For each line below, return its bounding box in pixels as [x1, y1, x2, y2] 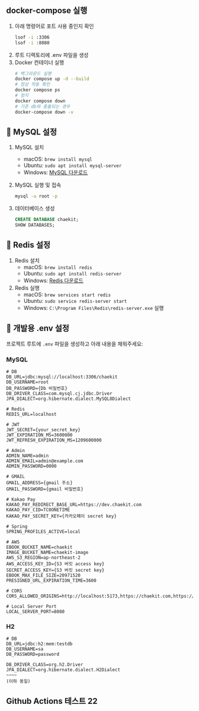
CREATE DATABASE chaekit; [14, 217, 79, 223]
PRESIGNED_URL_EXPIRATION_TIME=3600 [6, 577, 97, 584]
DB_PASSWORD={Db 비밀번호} [6, 385, 68, 391]
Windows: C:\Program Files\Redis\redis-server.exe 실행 [23, 304, 164, 311]
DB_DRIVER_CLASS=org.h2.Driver [6, 662, 84, 668]
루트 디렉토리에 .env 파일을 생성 [14, 51, 89, 58]
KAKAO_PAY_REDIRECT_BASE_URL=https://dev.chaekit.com [6, 501, 142, 508]
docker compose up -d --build [14, 76, 90, 82]
